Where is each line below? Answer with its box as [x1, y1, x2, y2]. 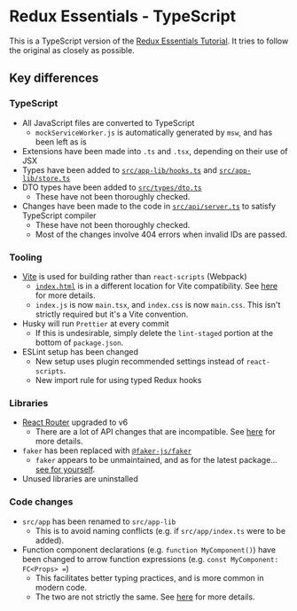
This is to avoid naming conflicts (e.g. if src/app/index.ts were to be [35, 525, 286, 536]
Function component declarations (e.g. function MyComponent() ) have [21, 544, 277, 555]
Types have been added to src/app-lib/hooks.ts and [21, 164, 217, 175]
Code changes [9, 496, 74, 508]
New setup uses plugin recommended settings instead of [35, 356, 245, 366]
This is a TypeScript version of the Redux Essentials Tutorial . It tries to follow [9, 35, 289, 46]
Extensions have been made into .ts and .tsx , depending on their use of [21, 145, 288, 156]
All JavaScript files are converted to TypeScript [21, 117, 195, 128]
